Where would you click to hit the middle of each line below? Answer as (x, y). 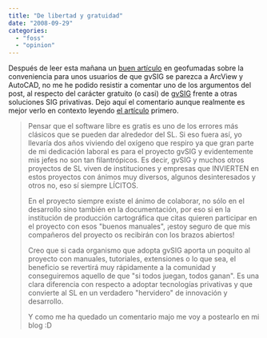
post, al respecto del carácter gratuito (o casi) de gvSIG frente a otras (123, 93)
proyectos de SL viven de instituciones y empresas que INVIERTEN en (143, 169)
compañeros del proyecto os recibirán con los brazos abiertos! (131, 235)
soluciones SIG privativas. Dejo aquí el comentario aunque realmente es (127, 102)
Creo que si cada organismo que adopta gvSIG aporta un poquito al (139, 251)
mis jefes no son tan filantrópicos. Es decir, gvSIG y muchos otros (136, 160)
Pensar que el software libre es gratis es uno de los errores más (133, 126)
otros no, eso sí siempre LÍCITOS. (83, 185)
